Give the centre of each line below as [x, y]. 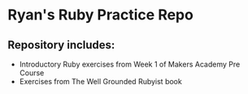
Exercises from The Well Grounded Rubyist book [100, 81]
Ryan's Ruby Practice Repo [101, 15]
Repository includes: [61, 45]
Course [32, 73]
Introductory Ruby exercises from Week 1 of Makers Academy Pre [130, 64]
